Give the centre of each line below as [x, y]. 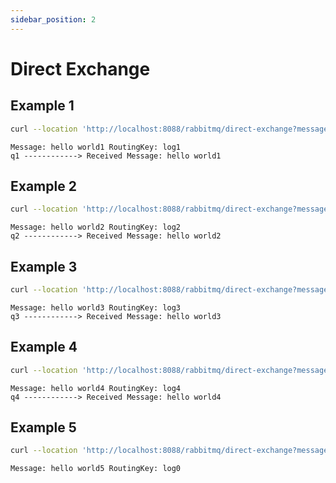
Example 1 [42, 106]
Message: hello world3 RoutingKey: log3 [96, 307]
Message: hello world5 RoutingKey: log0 [96, 469]
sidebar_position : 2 [53, 19]
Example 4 [44, 347]
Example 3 [44, 266]
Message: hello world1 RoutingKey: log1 [96, 147]
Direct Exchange [80, 68]
